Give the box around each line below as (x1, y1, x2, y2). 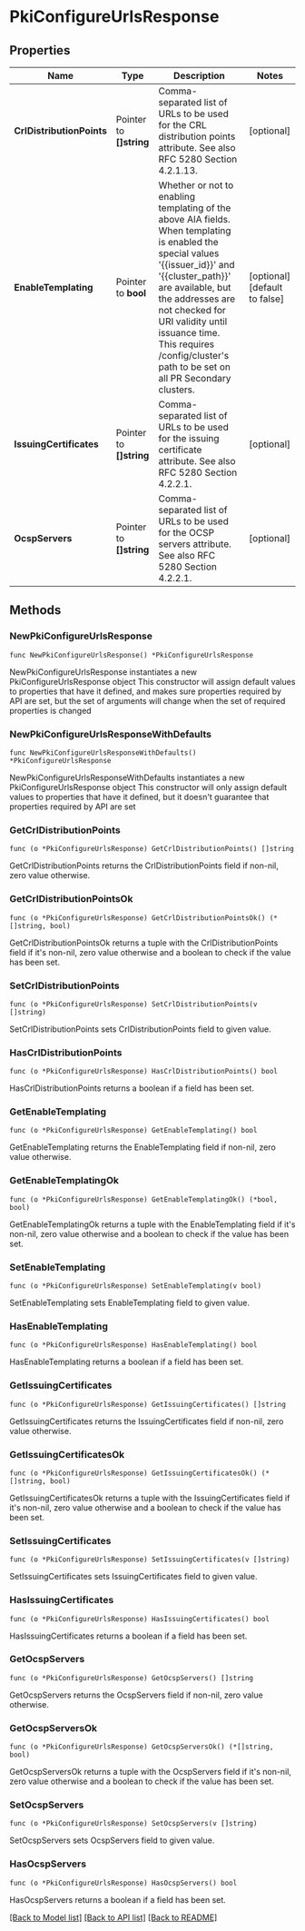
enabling (158, 191, 196, 203)
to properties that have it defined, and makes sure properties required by (9, 686, 281, 697)
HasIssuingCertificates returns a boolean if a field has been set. (9, 1630, 248, 1641)
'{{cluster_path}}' (158, 270, 231, 282)
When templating (158, 224, 231, 237)
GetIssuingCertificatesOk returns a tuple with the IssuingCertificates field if (9, 1492, 290, 1503)
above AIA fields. (158, 213, 231, 225)
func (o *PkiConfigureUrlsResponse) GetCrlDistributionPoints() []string (9, 845, 295, 854)
